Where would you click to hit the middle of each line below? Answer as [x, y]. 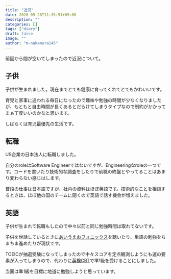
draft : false [19, 34]
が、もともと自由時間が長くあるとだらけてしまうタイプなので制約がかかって [86, 106]
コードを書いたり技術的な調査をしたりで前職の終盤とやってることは [85, 172]
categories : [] [21, 24]
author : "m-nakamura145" [32, 43]
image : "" [16, 39]
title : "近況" [20, 10]
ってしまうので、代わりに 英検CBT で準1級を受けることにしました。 [89, 261]
